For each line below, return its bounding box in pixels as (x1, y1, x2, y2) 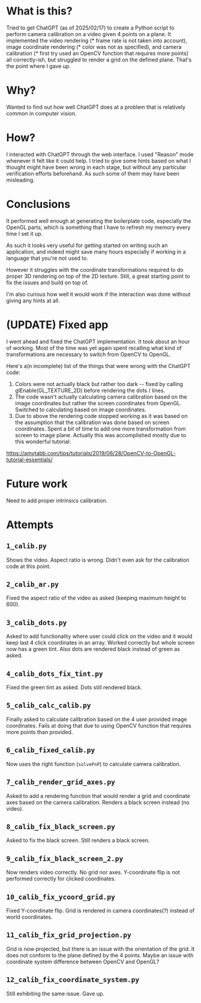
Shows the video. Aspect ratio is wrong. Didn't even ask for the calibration (6, 556, 190, 563)
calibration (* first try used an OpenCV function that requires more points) (6, 49, 189, 57)
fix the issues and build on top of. (6, 278, 89, 286)
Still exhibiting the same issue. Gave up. (6, 990, 105, 997)
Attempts (6, 518, 54, 532)
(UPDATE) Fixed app (6, 317, 109, 331)
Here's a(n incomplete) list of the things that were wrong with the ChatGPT (6, 362, 191, 369)
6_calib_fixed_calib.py (6, 746, 95, 755)
